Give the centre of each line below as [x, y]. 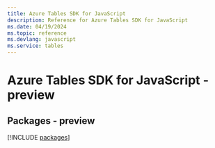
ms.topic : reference [37, 33]
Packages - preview [51, 121]
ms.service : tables [35, 46]
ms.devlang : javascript [42, 40]
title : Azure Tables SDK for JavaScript [67, 14]
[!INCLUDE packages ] [39, 137]
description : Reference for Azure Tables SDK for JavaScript [98, 20]
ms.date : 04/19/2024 [37, 26]
